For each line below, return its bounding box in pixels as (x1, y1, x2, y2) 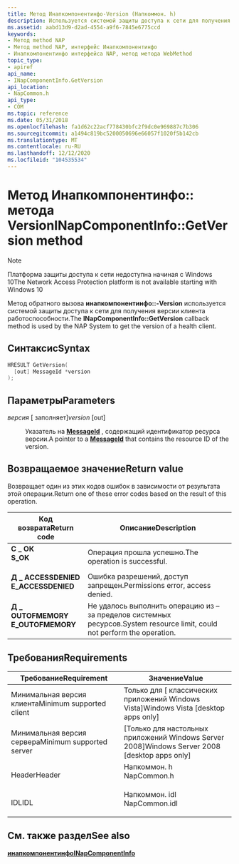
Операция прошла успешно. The (87, 547, 199, 557)
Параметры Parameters (7, 394, 116, 407)
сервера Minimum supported (11, 736, 108, 746)
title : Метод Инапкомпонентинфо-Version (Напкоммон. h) (7, 10, 176, 18)
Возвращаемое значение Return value (7, 463, 184, 475)
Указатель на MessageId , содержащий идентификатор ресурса (25, 427, 221, 436)
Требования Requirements (7, 652, 128, 664)
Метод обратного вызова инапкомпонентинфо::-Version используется (7, 299, 226, 308)
